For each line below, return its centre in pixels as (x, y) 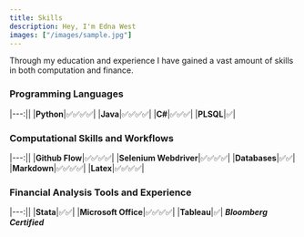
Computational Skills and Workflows (92, 138)
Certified (27, 222)
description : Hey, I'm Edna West (73, 26)
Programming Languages (67, 94)
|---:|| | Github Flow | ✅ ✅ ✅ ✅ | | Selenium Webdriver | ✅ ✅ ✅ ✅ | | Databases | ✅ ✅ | (152, 158)
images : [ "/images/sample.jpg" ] (71, 35)
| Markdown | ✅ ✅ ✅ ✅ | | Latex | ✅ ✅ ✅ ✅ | (77, 168)
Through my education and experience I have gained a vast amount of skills (152, 61)
